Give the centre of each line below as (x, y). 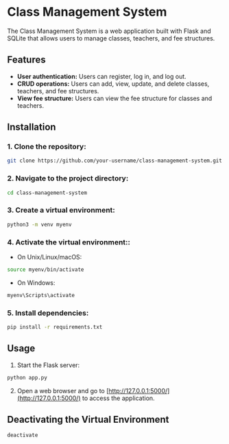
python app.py (27, 377)
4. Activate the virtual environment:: (69, 242)
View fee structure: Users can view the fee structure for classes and (114, 98)
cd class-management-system (47, 193)
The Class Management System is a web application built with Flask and (109, 31)
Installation (32, 127)
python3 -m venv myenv (39, 224)
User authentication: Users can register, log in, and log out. (101, 76)
